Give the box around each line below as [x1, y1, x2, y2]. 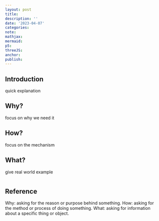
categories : [5, 25, 29, 30]
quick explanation [5, 88, 40, 94]
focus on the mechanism [5, 142, 55, 147]
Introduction [5, 75, 44, 83]
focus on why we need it [5, 115, 55, 121]
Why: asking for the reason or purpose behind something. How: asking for [5, 200, 154, 206]
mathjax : [5, 35, 23, 39]
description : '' [5, 16, 38, 21]
